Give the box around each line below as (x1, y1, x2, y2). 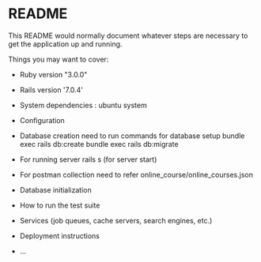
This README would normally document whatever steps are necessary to (8, 31, 248, 40)
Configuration (19, 115, 65, 125)
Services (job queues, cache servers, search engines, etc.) (19, 215, 213, 225)
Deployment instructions (19, 230, 100, 241)
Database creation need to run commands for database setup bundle (19, 131, 245, 140)
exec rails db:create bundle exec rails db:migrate (19, 139, 180, 148)
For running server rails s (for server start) (19, 155, 157, 164)
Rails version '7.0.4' (19, 84, 83, 95)
